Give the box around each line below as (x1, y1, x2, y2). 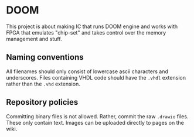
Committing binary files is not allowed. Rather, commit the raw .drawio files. (6, 112, 189, 120)
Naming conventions (6, 52, 84, 62)
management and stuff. (6, 35, 63, 42)
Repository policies (6, 97, 79, 107)
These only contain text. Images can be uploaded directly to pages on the (6, 119, 185, 126)
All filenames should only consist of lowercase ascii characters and (6, 68, 168, 75)
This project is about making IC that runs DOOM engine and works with (6, 23, 178, 30)
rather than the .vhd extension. (6, 80, 80, 87)
